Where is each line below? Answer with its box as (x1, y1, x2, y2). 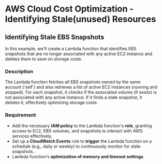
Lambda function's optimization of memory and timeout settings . (12, 153, 145, 159)
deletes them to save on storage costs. (5, 56, 83, 61)
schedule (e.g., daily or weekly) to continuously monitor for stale (12, 143, 141, 149)
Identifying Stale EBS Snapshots (5, 33, 104, 41)
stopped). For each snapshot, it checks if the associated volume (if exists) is (5, 89, 157, 95)
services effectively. (12, 133, 52, 139)
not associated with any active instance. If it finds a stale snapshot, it (5, 94, 142, 100)
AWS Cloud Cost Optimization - (5, 3, 134, 15)
